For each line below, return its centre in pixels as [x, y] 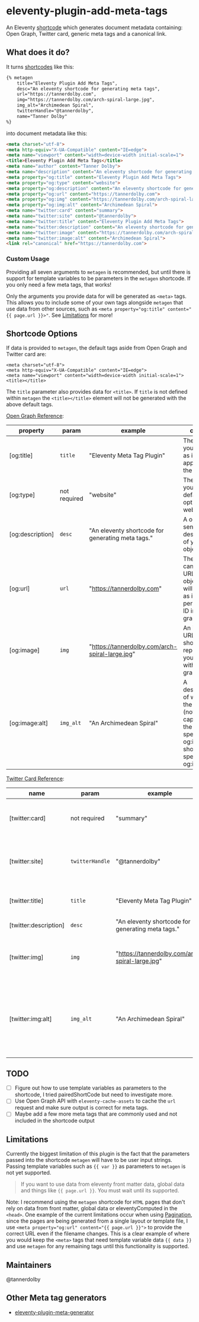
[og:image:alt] [29, 723]
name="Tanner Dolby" [42, 116]
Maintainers [29, 1265]
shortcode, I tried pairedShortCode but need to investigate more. [94, 1095]
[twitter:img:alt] [31, 1019]
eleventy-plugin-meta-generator [54, 1312]
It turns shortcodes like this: [40, 67]
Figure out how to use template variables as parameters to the [91, 1088]
